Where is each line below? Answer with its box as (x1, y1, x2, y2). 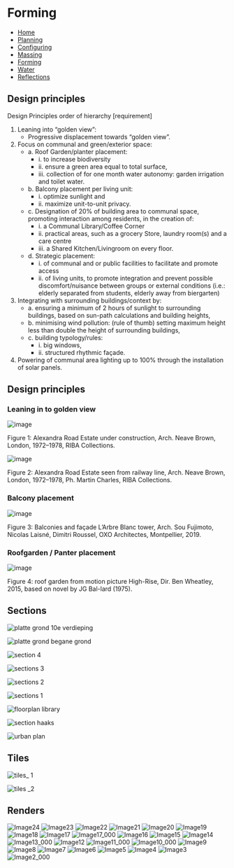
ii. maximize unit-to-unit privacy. (38, 199, 131, 208)
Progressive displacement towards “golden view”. (27, 132, 171, 141)
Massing (17, 50, 43, 59)
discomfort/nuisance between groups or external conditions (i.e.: (38, 281, 226, 290)
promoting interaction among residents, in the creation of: (27, 214, 194, 223)
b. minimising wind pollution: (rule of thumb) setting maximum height (27, 318, 226, 327)
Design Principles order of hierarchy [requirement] (7, 111, 152, 120)
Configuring (17, 43, 52, 51)
